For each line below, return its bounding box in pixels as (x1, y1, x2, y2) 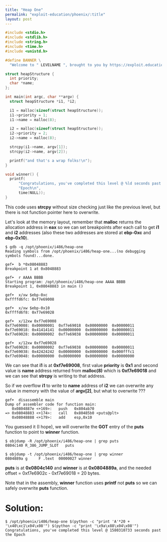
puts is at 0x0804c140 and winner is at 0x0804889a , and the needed (5, 465, 152, 471)
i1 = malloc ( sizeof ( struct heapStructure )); (9, 108, 103, 113)
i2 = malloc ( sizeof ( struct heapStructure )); (9, 126, 103, 131)
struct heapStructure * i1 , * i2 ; (9, 99, 77, 104)
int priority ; (9, 76, 39, 81)
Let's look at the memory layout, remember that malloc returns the (5, 219, 142, 225)
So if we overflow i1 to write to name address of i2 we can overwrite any (5, 382, 154, 388)
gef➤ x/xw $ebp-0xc (5, 292, 48, 297)
